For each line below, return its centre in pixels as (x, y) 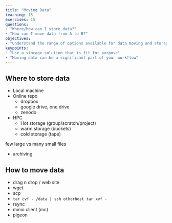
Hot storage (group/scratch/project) (58, 123)
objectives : (18, 39)
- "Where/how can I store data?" (41, 29)
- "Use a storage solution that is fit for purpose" (63, 53)
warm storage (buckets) (46, 129)
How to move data (35, 170)
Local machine (28, 91)
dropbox (29, 102)
